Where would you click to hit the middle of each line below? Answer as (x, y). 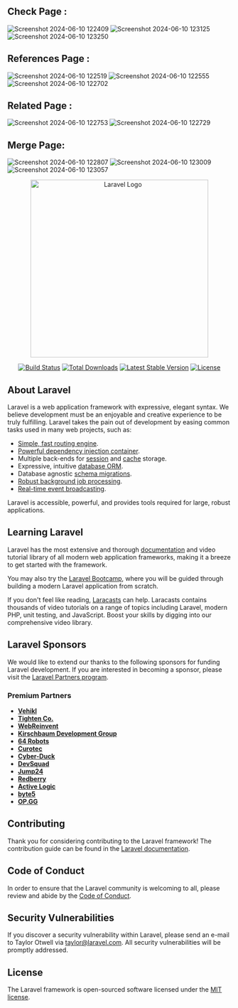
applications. (26, 510)
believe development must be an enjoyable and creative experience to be (115, 414)
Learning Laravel (45, 532)
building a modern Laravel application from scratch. (83, 586)
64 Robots (33, 741)
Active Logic (37, 786)
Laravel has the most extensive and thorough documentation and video (112, 549)
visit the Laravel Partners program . (58, 677)
